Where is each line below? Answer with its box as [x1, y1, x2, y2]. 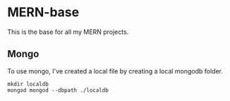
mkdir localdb [7, 81, 49, 88]
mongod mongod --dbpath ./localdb [7, 86, 109, 94]
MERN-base [7, 4, 80, 20]
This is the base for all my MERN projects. [7, 28, 129, 36]
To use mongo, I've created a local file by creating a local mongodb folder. [7, 66, 224, 75]
